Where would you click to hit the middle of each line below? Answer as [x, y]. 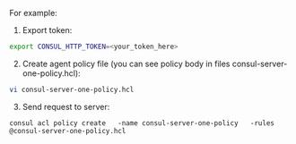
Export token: [47, 30]
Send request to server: [66, 106]
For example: [34, 13]
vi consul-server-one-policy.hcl [72, 89]
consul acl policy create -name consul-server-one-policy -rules [142, 123]
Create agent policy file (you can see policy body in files [126, 64]
